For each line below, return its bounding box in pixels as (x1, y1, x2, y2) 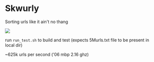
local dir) (5, 42, 23, 48)
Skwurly (5, 3, 40, 14)
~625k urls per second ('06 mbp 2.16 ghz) (5, 51, 89, 57)
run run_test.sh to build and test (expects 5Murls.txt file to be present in (5, 37, 150, 43)
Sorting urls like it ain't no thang (5, 19, 69, 25)
